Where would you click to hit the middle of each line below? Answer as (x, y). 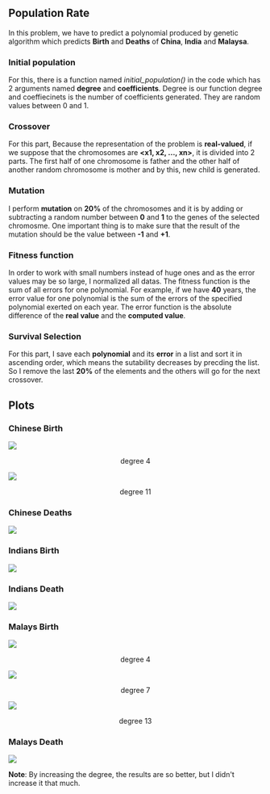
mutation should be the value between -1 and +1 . (89, 234)
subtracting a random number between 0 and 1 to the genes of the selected (134, 216)
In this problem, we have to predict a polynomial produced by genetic (124, 32)
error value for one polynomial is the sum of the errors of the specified (125, 298)
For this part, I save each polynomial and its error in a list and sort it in (125, 354)
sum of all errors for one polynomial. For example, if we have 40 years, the (132, 290)
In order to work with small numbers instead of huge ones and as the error (132, 273)
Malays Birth (33, 627)
